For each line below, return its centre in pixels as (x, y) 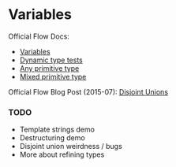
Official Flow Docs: (39, 36)
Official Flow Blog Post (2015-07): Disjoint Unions (88, 91)
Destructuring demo (52, 138)
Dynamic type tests (51, 60)
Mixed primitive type (53, 76)
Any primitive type (49, 68)
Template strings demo (57, 130)
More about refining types (62, 154)
